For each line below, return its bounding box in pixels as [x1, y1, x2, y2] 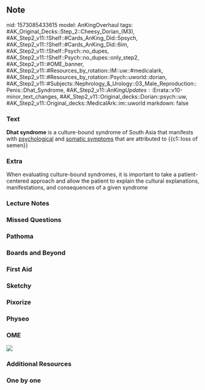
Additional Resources [6, 360, 72, 368]
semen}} [6, 142, 29, 149]
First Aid [6, 265, 32, 273]
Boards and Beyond [6, 248, 66, 257]
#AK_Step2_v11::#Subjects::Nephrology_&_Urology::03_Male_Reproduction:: [6, 80, 197, 87]
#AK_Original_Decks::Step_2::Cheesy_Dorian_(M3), [6, 28, 135, 35]
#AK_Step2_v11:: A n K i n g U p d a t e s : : [66, 86, 154, 94]
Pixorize [6, 297, 32, 306]
